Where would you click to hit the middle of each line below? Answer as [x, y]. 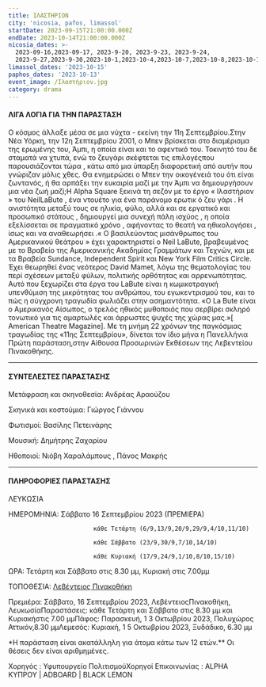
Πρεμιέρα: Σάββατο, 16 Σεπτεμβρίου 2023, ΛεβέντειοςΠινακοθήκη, [120, 601]
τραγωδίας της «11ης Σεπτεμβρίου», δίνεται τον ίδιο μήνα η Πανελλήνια [128, 334]
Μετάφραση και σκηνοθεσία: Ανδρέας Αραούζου [89, 394]
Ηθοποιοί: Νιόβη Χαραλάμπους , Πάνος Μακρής [88, 456]
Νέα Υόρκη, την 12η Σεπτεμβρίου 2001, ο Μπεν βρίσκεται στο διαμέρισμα [129, 140]
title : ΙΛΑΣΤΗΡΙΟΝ [38, 15]
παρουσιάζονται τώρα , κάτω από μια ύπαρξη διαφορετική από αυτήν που [131, 166]
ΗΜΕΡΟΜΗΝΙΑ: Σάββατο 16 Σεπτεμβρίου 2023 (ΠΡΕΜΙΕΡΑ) [106, 514]
